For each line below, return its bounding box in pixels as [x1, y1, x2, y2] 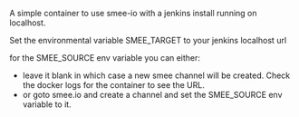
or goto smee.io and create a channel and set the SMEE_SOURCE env [22, 90, 283, 100]
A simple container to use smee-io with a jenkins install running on [9, 8, 257, 18]
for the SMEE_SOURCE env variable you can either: [9, 53, 201, 63]
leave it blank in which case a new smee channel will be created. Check [22, 70, 291, 81]
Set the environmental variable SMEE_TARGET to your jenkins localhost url [9, 35, 287, 45]
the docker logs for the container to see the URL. [22, 80, 206, 90]
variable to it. [22, 99, 72, 110]
